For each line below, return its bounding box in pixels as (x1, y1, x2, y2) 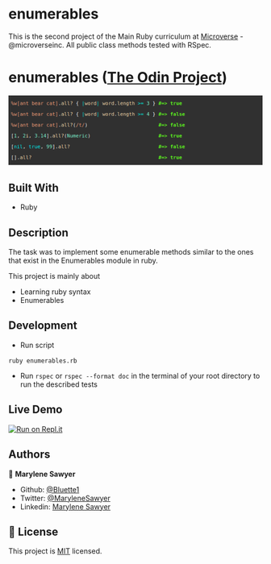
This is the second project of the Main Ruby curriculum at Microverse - (8, 31, 244, 41)
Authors (8, 448, 51, 462)
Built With (8, 180, 59, 194)
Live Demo (8, 403, 63, 417)
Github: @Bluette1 (19, 484, 80, 494)
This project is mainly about (8, 272, 101, 281)
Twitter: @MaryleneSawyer (19, 493, 111, 503)
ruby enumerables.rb (8, 356, 78, 365)
